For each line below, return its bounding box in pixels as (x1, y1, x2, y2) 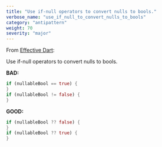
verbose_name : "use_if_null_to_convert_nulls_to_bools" (6, 14, 146, 20)
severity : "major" (6, 31, 51, 36)
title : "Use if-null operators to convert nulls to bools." (6, 8, 157, 15)
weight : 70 (6, 25, 33, 31)
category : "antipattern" (6, 19, 67, 25)
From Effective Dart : (6, 46, 55, 54)
